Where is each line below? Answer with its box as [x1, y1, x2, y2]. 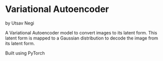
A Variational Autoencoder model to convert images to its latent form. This [5, 29, 158, 35]
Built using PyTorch [5, 50, 45, 56]
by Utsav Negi [5, 20, 34, 26]
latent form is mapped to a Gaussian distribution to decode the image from [5, 35, 159, 41]
